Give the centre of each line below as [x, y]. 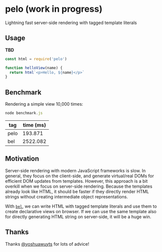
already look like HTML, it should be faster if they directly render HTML [77, 191]
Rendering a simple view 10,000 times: [44, 104]
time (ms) [34, 125]
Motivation [22, 159]
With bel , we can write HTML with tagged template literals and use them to [81, 206]
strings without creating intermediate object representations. [66, 196]
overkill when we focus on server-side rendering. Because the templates [79, 186]
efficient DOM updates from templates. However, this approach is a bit [76, 181]
